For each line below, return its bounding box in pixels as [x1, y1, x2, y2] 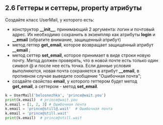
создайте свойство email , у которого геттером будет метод [12, 78, 138, 84]
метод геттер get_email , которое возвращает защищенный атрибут [12, 42, 154, 48]
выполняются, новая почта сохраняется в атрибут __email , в [12, 68, 140, 74]
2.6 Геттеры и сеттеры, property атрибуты [5, 4, 142, 12]
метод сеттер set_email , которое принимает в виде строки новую [12, 52, 151, 58]
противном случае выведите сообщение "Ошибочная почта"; [12, 73, 142, 79]
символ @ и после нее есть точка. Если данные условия [12, 62, 131, 68]
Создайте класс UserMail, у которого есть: [5, 17, 94, 22]
